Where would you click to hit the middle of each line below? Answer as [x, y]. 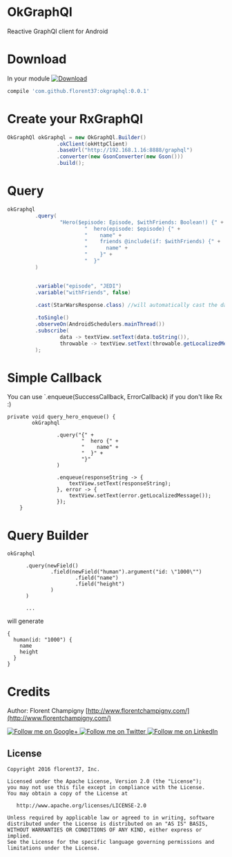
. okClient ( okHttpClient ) [92, 144]
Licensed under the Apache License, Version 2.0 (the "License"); [105, 781]
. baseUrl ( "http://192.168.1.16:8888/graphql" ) [125, 150]
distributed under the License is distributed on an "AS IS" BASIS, [108, 824]
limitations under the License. [54, 848]
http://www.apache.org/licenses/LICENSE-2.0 [81, 806]
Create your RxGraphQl [75, 119]
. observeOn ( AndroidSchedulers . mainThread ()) [100, 324]
